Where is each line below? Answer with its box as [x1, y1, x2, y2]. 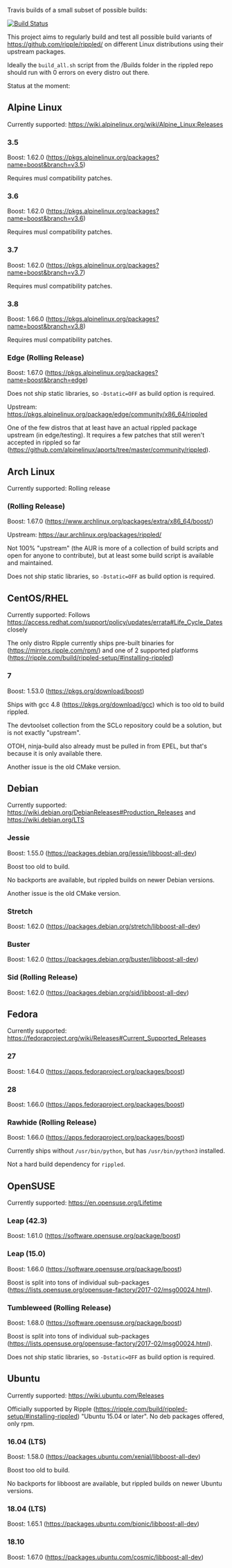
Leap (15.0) [7, 1249, 46, 1259]
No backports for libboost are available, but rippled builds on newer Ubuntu [7, 1479, 223, 1488]
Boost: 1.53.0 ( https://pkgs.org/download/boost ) [7, 686, 145, 695]
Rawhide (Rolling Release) [7, 1117, 97, 1127]
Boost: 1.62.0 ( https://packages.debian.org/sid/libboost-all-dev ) [7, 988, 189, 997]
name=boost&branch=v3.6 [7, 214, 84, 223]
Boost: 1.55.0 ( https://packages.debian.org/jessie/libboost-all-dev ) [7, 848, 197, 857]
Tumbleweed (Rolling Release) [7, 1303, 111, 1312]
